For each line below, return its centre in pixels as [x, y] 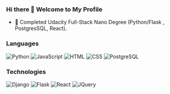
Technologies [26, 72]
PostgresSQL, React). [41, 28]
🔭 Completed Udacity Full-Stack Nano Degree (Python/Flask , [89, 22]
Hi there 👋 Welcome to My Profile [54, 9]
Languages [23, 43]
